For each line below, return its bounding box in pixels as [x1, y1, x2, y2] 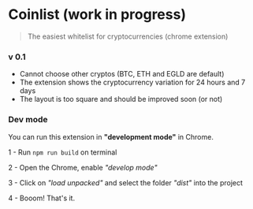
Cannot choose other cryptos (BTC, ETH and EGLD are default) [19, 69, 225, 79]
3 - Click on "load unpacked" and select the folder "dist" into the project [8, 177, 243, 187]
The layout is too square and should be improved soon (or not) [19, 95, 223, 104]
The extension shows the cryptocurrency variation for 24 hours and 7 [19, 77, 246, 88]
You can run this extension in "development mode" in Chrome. [8, 132, 214, 141]
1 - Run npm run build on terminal [8, 147, 117, 157]
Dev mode [8, 114, 48, 125]
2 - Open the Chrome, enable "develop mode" [8, 162, 158, 172]
